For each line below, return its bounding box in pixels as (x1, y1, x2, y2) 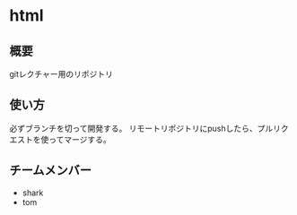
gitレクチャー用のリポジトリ (9, 69, 114, 79)
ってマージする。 (48, 133, 112, 144)
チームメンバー (9, 163, 92, 178)
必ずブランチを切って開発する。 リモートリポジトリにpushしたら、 (9, 123, 258, 133)
